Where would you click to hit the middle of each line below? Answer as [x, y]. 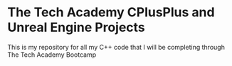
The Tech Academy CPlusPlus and [111, 12]
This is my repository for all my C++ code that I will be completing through [116, 47]
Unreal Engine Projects [77, 27]
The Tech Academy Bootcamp [52, 55]
